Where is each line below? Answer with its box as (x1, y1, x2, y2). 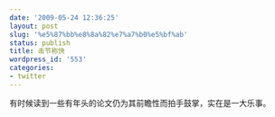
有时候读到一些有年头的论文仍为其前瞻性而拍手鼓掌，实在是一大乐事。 (9, 97, 271, 108)
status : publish (9, 38, 71, 48)
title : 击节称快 (9, 47, 65, 56)
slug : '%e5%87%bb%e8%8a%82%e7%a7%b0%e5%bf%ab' (9, 30, 188, 39)
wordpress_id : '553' (9, 55, 88, 64)
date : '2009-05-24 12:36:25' (9, 13, 119, 22)
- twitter (9, 72, 47, 81)
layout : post (9, 22, 59, 31)
